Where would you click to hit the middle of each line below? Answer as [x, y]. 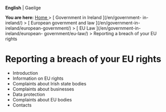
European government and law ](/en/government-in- [86, 23]
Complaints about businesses [43, 89]
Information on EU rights [38, 78]
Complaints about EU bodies [42, 99]
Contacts [22, 105]
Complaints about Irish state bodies [49, 83]
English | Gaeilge [23, 8]
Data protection [29, 94]
